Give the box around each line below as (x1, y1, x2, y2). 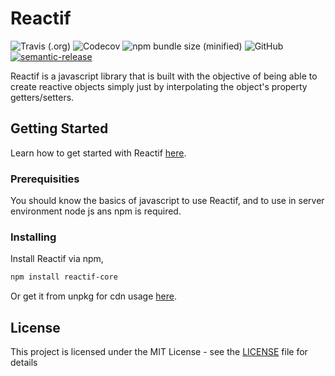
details (10, 357, 38, 369)
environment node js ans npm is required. (10, 205, 182, 217)
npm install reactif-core (10, 272, 118, 282)
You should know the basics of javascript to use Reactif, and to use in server (10, 195, 325, 207)
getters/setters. (10, 91, 75, 103)
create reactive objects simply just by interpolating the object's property (10, 80, 308, 92)
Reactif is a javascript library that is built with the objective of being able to (10, 70, 318, 82)
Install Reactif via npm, (10, 253, 104, 265)
